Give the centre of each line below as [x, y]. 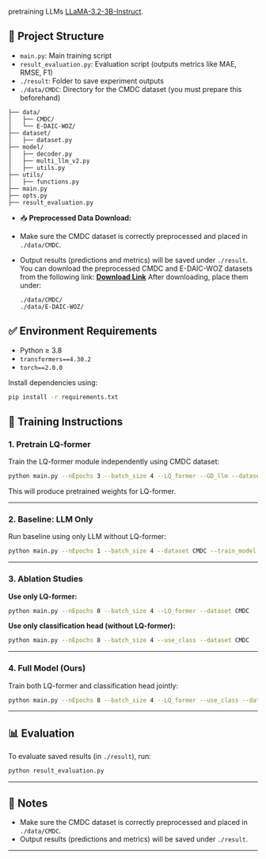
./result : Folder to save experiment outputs [92, 81]
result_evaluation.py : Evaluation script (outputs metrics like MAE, [128, 64]
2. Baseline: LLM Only [51, 519]
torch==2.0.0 [41, 368]
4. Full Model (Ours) [47, 668]
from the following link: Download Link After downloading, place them [134, 276]
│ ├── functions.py [44, 182]
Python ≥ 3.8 [41, 350]
